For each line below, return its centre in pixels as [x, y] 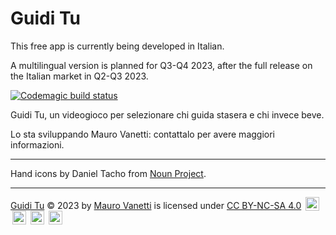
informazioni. [37, 144]
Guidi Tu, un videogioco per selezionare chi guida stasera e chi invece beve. [167, 114]
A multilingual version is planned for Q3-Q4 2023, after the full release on [161, 65]
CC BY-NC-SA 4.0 [264, 205]
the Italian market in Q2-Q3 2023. [79, 76]
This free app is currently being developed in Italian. [117, 46]
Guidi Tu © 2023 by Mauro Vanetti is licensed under [117, 205]
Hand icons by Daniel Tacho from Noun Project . [108, 173]
